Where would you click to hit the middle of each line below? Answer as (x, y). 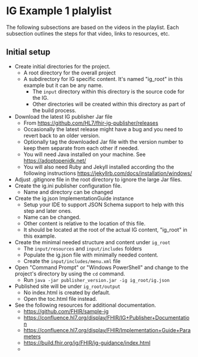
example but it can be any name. (63, 85)
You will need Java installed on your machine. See (85, 154)
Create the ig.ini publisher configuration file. (68, 186)
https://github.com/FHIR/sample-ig (66, 311)
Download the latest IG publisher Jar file (64, 116)
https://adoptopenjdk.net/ (55, 160)
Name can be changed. (52, 217)
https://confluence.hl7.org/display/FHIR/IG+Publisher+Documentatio (106, 317)
